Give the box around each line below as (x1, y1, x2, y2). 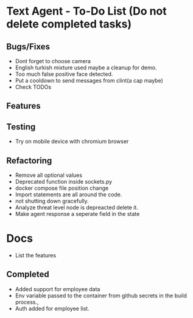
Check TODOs (15, 83, 52, 91)
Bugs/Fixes (6, 41, 51, 52)
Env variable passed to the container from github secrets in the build (15, 292, 188, 299)
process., (15, 298, 39, 305)
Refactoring (6, 155, 52, 165)
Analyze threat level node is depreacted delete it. (15, 204, 138, 211)
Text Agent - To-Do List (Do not (6, 4, 167, 18)
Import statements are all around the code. (15, 191, 122, 198)
